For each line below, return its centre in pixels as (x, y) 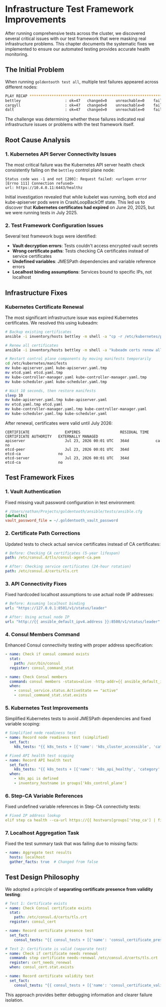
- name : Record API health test (38, 760)
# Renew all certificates (32, 345)
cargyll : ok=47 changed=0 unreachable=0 (75, 105)
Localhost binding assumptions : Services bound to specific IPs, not (82, 272)
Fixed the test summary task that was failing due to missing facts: (72, 844)
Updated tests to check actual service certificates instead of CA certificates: (83, 544)
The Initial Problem (35, 70)
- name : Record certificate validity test (49, 976)
